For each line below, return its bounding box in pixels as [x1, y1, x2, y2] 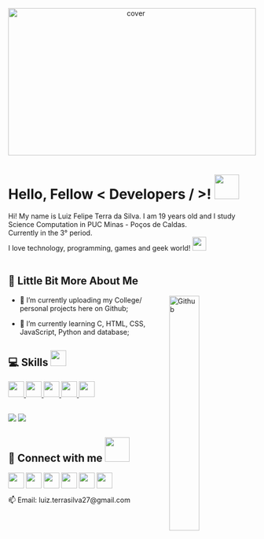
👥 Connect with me [8, 451, 103, 464]
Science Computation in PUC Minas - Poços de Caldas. [8, 219, 187, 229]
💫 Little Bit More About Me [8, 274, 139, 288]
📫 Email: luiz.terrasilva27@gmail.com [8, 495, 131, 505]
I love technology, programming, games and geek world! [8, 243, 191, 252]
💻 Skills [8, 356, 49, 369]
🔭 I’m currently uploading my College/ [19, 295, 142, 305]
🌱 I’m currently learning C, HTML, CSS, [19, 318, 146, 328]
